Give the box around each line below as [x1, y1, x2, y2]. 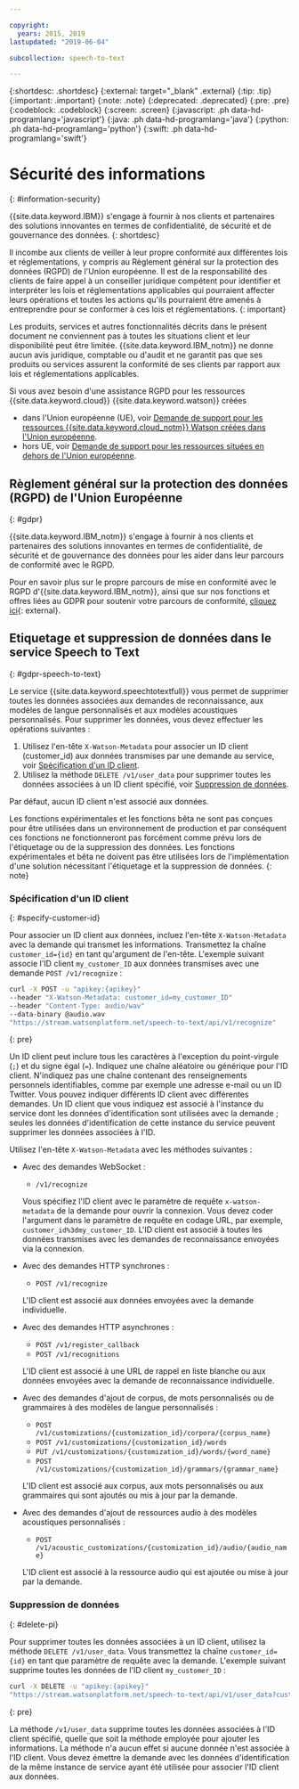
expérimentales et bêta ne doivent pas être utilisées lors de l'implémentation [9, 851, 289, 862]
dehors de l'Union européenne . [21, 451, 137, 462]
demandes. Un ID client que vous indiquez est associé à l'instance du [9, 1099, 264, 1109]
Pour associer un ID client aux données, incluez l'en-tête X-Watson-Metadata [9, 930, 287, 941]
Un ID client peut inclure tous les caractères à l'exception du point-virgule [9, 1051, 279, 1062]
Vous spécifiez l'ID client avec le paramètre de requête [21, 1196, 223, 1207]
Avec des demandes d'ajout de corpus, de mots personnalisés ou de [21, 1393, 274, 1403]
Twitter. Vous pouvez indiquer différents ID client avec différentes [9, 1089, 249, 1100]
